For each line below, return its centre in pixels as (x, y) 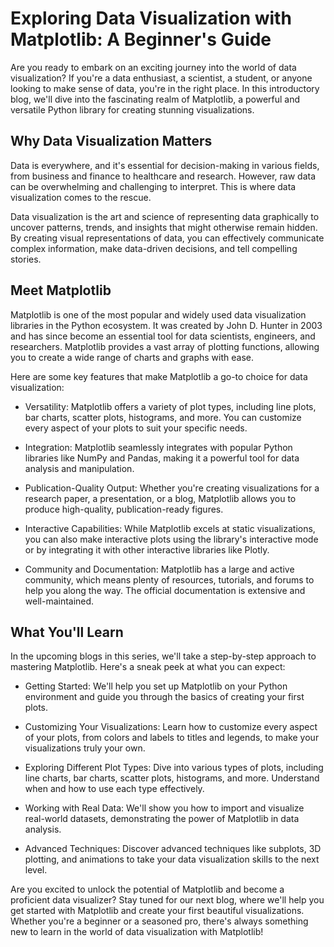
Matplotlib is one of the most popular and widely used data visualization (158, 314)
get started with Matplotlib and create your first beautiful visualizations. (157, 911)
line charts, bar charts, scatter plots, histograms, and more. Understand (172, 778)
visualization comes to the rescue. (81, 197)
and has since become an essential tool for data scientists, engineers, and (163, 336)
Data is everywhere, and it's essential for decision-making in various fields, (165, 165)
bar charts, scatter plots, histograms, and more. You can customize (163, 417)
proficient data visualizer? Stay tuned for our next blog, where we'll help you (167, 900)
